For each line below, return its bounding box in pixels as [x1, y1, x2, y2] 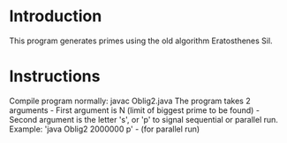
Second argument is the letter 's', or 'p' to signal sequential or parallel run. [9, 114, 278, 124]
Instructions [9, 66, 101, 87]
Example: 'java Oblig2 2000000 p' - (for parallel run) [9, 124, 200, 134]
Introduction [9, 6, 102, 26]
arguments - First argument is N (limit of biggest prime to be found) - [9, 104, 261, 116]
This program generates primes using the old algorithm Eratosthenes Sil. [9, 35, 273, 46]
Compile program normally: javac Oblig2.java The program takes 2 [9, 95, 251, 106]
